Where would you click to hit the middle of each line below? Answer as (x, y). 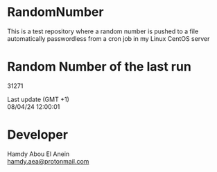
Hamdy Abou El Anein (38, 154)
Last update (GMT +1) (38, 99)
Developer (37, 135)
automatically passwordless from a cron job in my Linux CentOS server (108, 38)
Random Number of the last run (99, 67)
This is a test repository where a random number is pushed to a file (103, 31)
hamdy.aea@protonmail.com (48, 161)
